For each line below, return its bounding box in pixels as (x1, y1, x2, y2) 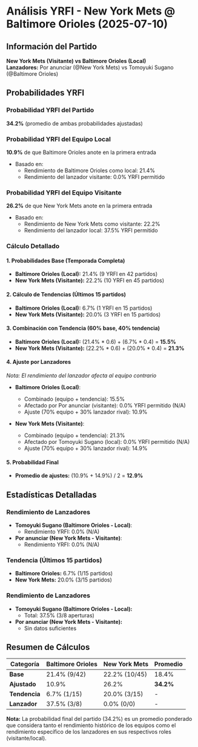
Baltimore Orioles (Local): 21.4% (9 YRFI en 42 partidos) (15, 270, 158, 278)
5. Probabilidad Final (6, 458, 59, 466)
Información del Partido (6, 41, 97, 52)
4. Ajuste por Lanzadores (6, 358, 71, 366)
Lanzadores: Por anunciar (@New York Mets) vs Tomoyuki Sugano (6, 64, 174, 71)
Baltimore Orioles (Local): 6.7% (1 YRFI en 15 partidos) (15, 304, 153, 312)
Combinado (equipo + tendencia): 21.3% (24, 432, 125, 439)
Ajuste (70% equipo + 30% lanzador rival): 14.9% (24, 444, 148, 452)
